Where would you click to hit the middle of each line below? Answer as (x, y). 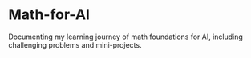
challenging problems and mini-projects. (75, 44)
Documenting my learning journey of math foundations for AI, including (125, 37)
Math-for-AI (49, 15)
